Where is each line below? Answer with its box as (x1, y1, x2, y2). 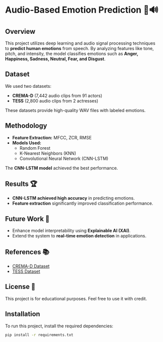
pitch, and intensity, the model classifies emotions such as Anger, (5, 51, 138, 56)
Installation (5, 310, 40, 318)
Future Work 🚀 (5, 214, 50, 223)
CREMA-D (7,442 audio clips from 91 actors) (12, 92, 103, 99)
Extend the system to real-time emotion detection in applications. (12, 233, 146, 239)
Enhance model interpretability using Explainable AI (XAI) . (12, 228, 131, 234)
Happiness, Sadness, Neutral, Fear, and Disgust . (5, 56, 106, 62)
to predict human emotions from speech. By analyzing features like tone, (5, 46, 154, 51)
